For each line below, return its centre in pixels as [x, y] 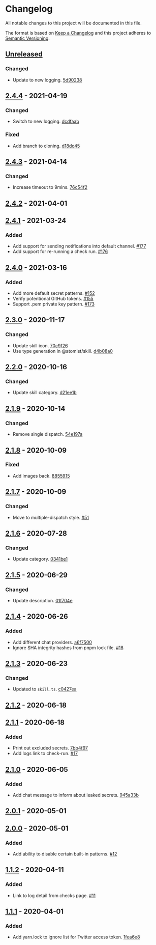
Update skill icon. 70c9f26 [40, 345]
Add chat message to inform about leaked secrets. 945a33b [75, 795]
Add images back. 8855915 [41, 476]
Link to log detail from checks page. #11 [54, 895]
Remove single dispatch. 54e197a [48, 434]
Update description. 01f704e [42, 600]
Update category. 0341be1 [40, 559]
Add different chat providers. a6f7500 [52, 642]
